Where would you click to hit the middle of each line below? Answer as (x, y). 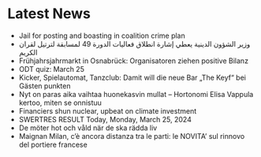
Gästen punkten (45, 86)
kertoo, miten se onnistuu (60, 103)
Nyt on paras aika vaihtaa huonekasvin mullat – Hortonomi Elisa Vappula (136, 94)
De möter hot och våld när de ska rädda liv (88, 128)
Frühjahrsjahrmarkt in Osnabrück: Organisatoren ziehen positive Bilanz (134, 61)
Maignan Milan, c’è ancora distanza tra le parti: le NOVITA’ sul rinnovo (132, 136)
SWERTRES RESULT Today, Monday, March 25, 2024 (105, 119)
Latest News (49, 14)
